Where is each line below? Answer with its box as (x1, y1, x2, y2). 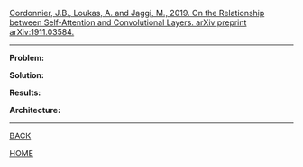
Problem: (9, 53, 45, 63)
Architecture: (9, 105, 61, 115)
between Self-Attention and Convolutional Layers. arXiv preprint (9, 17, 247, 28)
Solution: (9, 70, 45, 80)
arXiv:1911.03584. (9, 27, 75, 37)
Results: (9, 87, 41, 98)
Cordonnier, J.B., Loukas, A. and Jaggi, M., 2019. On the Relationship (9, 8, 265, 18)
